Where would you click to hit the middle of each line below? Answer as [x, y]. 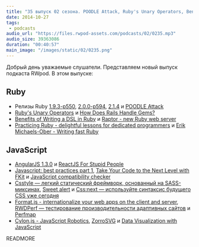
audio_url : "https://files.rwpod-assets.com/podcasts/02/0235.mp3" [91, 34]
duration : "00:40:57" [33, 45]
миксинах [27, 190]
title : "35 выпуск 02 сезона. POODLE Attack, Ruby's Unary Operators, [95, 12]
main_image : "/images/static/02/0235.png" [59, 50]
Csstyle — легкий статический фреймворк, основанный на [89, 183]
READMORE [21, 239]
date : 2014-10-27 [28, 17]
